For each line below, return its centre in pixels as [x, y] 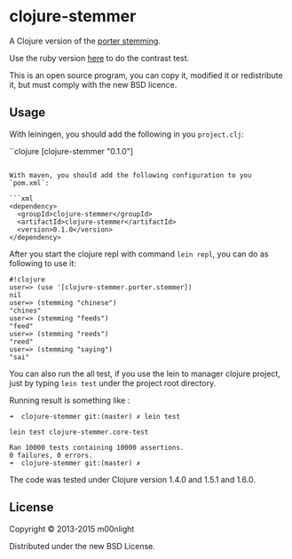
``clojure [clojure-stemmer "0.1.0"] [71, 151]
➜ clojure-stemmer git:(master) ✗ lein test [95, 416]
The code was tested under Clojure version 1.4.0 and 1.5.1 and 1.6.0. [132, 479]
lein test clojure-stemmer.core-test [79, 432]
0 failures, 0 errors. [51, 455]
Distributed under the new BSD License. [82, 546]
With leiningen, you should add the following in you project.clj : [126, 134]
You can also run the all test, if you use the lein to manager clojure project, [145, 374]
